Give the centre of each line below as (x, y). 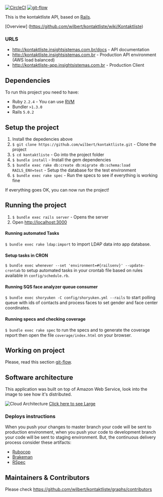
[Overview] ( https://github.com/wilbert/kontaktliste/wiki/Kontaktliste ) (74, 26)
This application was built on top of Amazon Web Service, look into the (76, 389)
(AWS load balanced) (33, 60)
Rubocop (21, 452)
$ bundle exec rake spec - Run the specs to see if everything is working (85, 175)
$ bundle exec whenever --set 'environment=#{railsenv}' (64, 266)
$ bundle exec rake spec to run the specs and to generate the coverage (78, 330)
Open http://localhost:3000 (40, 222)
